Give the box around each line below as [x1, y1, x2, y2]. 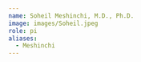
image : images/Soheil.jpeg [8, 19, 99, 27]
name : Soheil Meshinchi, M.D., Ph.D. [8, 11, 135, 20]
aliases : [8, 34, 38, 43]
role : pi [8, 27, 38, 35]
